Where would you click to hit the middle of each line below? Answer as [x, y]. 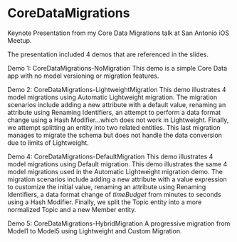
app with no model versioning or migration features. [83, 76]
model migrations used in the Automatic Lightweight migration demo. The [115, 171]
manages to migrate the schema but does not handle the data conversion [115, 135]
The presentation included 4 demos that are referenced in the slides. [108, 54]
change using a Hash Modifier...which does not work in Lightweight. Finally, [118, 120]
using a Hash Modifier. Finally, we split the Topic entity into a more [105, 202]
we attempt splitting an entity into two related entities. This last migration [114, 127]
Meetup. [20, 40]
